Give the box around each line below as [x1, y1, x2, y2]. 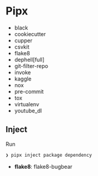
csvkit [14, 43, 29, 50]
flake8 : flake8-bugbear [14, 163, 73, 170]
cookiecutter [14, 30, 46, 37]
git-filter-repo [14, 62, 49, 70]
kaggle [14, 75, 32, 82]
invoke [14, 68, 31, 76]
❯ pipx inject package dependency [5, 152, 93, 158]
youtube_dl [14, 107, 43, 114]
